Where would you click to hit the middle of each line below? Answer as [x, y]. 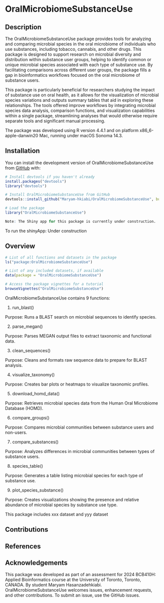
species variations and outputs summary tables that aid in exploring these [79, 100]
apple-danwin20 [22, 136]
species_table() [28, 466]
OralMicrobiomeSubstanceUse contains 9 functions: [58, 298]
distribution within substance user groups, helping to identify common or [78, 59]
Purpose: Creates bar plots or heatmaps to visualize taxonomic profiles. [77, 384]
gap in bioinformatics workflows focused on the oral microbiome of [73, 75]
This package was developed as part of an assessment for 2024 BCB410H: [81, 575]
